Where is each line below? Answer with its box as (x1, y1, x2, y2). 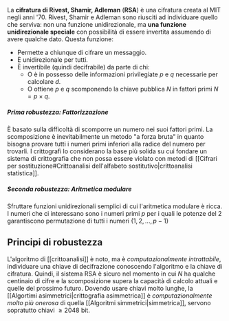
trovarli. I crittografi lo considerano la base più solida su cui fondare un (7, 147, 208, 155)
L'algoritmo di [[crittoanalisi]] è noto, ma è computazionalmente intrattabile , (7, 254, 221, 263)
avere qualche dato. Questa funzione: (7, 35, 113, 43)
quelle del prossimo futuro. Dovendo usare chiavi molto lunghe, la (7, 284, 194, 292)
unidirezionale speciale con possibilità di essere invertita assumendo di (7, 27, 211, 36)
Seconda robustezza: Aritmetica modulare (7, 185, 132, 193)
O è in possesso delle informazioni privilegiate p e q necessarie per (27, 70, 219, 78)
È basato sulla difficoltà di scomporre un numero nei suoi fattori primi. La (7, 125, 213, 133)
